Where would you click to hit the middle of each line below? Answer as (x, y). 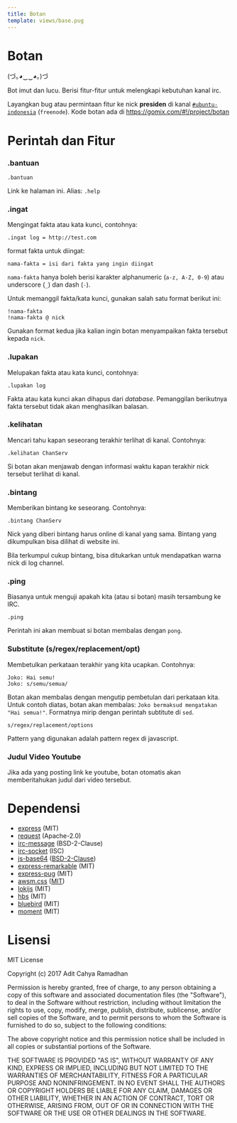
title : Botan (27, 14)
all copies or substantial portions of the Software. (79, 1046)
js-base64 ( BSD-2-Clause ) (57, 858)
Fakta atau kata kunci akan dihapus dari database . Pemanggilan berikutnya (117, 398)
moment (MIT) (39, 911)
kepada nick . (27, 339)
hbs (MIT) (32, 896)
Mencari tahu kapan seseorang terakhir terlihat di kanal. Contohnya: (107, 440)
